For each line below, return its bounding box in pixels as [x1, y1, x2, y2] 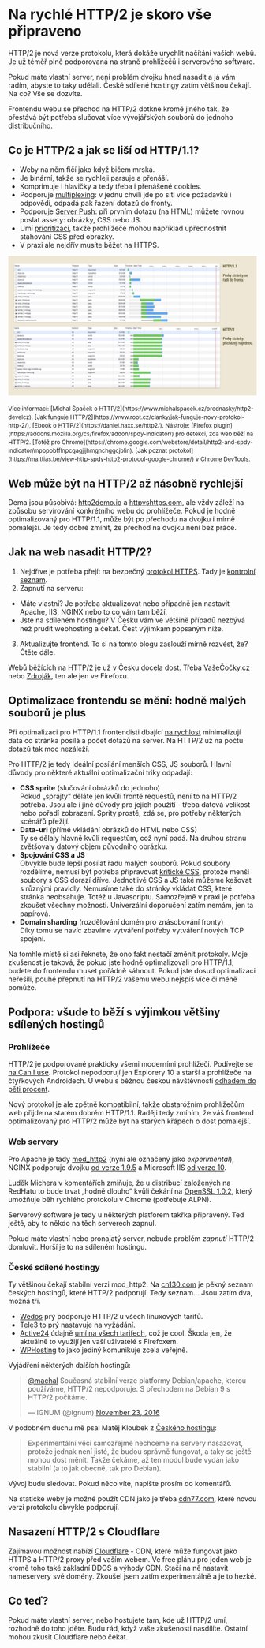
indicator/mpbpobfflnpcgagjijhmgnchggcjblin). [8, 447, 134, 455]
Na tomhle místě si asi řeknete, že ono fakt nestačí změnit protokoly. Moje [8, 949, 248, 959]
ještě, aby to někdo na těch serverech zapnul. [8, 1218, 157, 1228]
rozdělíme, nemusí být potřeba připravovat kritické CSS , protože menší [19, 866, 250, 876]
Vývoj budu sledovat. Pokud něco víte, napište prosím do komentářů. [8, 1478, 233, 1488]
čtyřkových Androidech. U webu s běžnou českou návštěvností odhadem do [8, 1076, 256, 1086]
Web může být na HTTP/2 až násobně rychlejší [8, 476, 244, 490]
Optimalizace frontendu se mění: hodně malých [8, 694, 247, 708]
